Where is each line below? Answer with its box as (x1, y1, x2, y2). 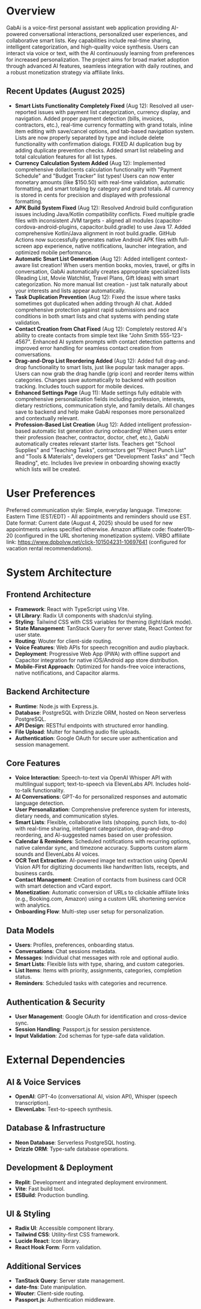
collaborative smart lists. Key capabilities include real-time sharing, (6, 37, 172, 44)
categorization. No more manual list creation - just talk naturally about (14, 280, 188, 287)
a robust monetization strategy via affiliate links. (6, 68, 125, 76)
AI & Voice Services (6, 1077, 81, 1087)
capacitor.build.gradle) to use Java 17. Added (80, 223, 191, 230)
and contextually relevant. (14, 414, 79, 421)
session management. (14, 741, 70, 748)
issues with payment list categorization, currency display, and (38, 108, 191, 115)
